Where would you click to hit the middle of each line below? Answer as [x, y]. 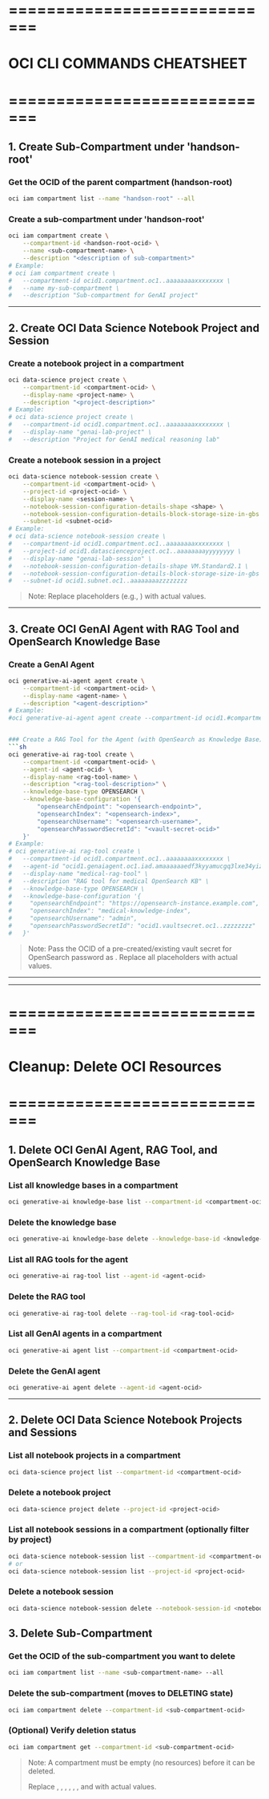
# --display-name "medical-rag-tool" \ [78, 873]
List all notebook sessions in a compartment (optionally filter [129, 1530]
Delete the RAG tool [47, 1297]
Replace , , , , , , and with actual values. [92, 1786]
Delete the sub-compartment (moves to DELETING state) [121, 1693]
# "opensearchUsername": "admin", [73, 918]
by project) [30, 1539]
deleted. [42, 1771]
